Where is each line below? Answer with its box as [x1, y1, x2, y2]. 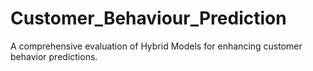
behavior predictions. [10, 50, 98, 62]
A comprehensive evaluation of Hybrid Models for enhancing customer [10, 40, 303, 52]
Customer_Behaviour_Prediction [10, 7, 287, 30]
